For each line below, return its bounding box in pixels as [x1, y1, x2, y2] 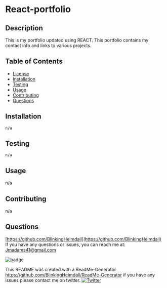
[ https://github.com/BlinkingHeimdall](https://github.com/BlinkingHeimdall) [5, 236, 162, 242]
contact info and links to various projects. [5, 43, 92, 49]
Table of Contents [5, 57, 63, 66]
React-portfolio [5, 4, 71, 15]
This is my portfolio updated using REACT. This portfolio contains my [5, 37, 149, 43]
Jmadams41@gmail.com [5, 246, 57, 253]
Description [5, 24, 43, 32]
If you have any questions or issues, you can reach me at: [5, 241, 126, 248]
